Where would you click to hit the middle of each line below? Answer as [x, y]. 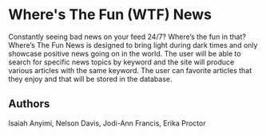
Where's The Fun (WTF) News [110, 15]
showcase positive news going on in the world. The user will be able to [125, 53]
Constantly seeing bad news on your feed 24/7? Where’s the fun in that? [127, 37]
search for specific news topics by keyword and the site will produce [121, 62]
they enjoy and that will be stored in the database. [91, 79]
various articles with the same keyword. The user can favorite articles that [130, 70]
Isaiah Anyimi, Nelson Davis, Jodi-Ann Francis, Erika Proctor [107, 123]
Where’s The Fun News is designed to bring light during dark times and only [133, 45]
